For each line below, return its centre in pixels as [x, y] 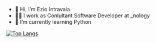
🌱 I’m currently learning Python [53, 22]
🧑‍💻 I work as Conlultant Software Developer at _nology [82, 16]
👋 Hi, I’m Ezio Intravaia [42, 9]
